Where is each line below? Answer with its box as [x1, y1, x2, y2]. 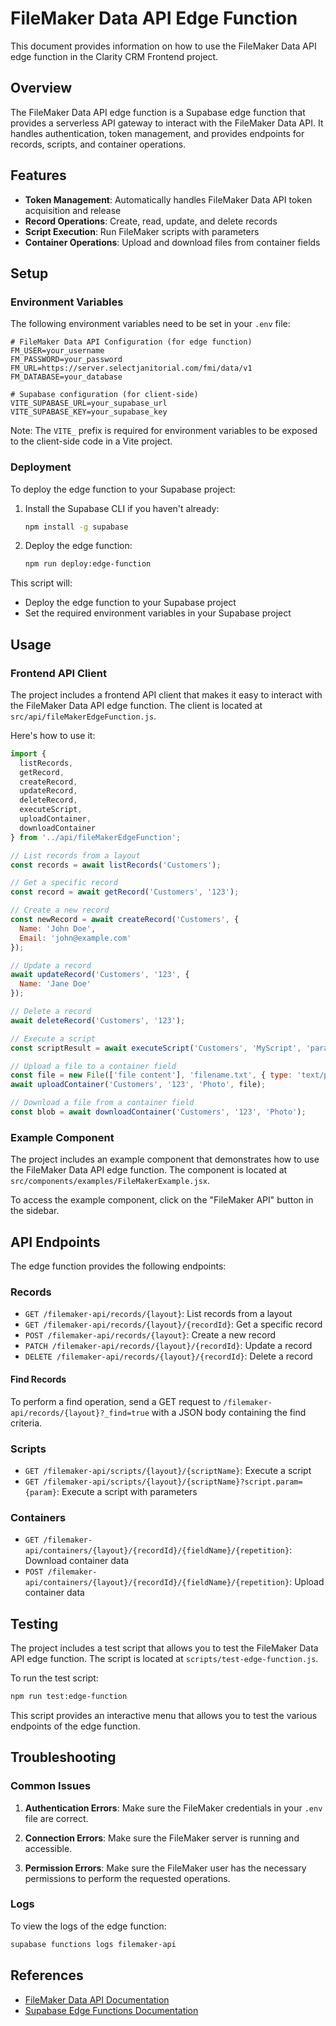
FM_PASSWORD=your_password [10, 355, 123, 365]
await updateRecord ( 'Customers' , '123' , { [10, 970, 190, 980]
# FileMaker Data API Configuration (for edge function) [10, 337, 253, 347]
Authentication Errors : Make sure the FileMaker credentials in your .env [24, 1802, 323, 1814]
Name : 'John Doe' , [19, 923, 97, 934]
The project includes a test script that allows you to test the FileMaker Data [10, 1642, 319, 1654]
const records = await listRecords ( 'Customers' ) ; [10, 860, 222, 870]
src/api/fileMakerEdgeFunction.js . [10, 710, 157, 722]
